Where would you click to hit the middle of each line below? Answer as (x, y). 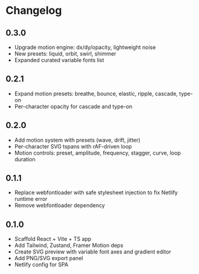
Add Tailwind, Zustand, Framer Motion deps (69, 246)
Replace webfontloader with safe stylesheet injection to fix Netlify (96, 193)
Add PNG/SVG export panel (49, 258)
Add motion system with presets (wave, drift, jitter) (77, 140)
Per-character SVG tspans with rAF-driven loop (73, 146)
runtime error (31, 199)
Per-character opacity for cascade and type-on (73, 106)
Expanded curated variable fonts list (59, 60)
